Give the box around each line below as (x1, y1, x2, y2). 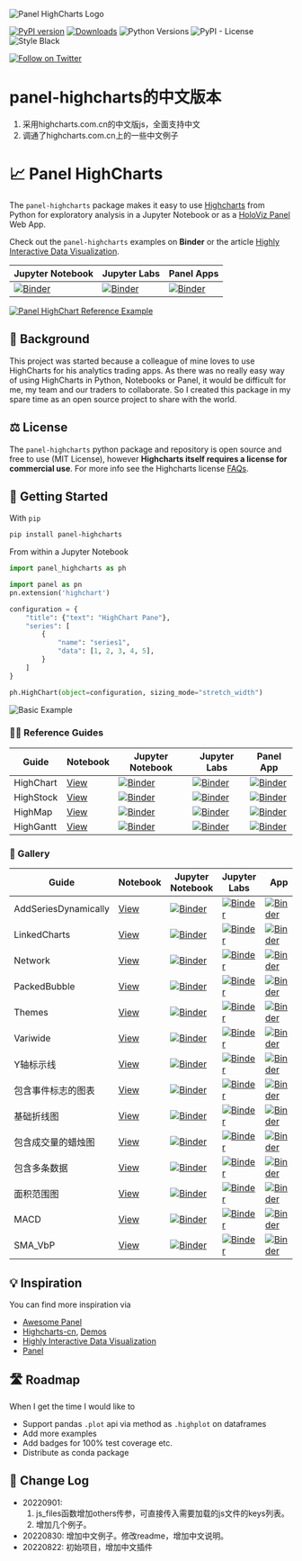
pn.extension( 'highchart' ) (9, 588, 111, 598)
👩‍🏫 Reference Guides (9, 726, 104, 739)
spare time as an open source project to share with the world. (9, 393, 237, 404)
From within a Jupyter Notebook (9, 546, 129, 557)
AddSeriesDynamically (13, 903, 111, 916)
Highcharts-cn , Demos (22, 1326, 107, 1337)
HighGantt (13, 820, 57, 833)
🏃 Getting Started (9, 489, 109, 504)
